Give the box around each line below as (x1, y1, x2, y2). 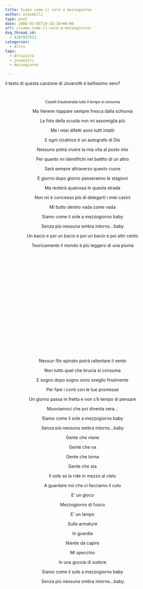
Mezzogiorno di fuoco (60, 502, 105, 508)
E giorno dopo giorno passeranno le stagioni (37, 175, 128, 181)
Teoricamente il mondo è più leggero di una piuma (31, 243, 134, 248)
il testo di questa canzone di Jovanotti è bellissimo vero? (5, 80, 120, 87)
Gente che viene (66, 435, 99, 441)
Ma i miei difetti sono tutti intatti (50, 127, 115, 134)
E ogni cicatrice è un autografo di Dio (45, 137, 121, 143)
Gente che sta (68, 463, 97, 469)
